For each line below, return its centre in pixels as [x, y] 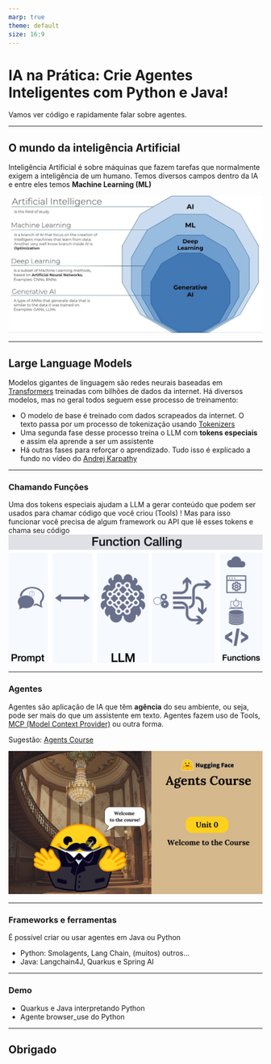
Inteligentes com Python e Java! [118, 92]
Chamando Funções [48, 487]
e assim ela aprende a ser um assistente [87, 442]
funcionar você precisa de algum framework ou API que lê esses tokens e [131, 522]
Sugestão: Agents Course [51, 740]
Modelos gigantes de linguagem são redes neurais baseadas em [116, 383]
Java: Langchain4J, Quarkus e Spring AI [87, 962]
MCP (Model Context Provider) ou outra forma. [86, 723]
